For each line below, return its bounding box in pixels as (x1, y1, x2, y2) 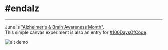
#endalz (5, 3, 40, 14)
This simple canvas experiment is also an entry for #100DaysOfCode (5, 29, 146, 35)
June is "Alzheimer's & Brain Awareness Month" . (5, 24, 105, 30)
